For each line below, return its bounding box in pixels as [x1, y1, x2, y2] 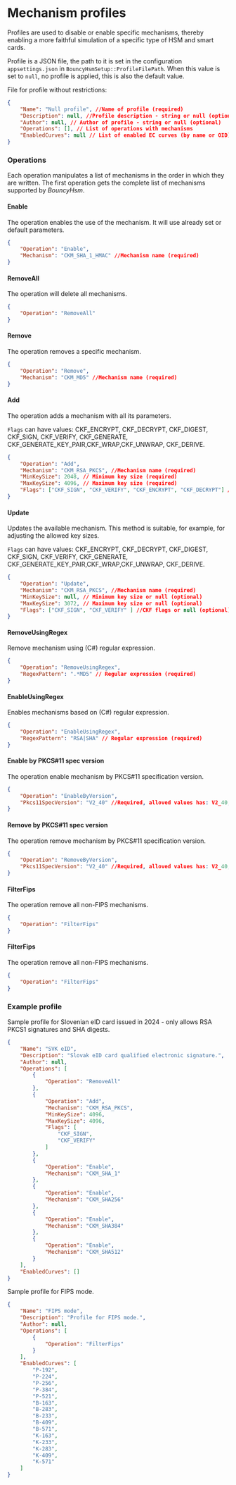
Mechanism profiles [7, 5, 126, 21]
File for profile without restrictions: [7, 85, 107, 94]
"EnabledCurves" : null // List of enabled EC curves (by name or [20, 132, 216, 139]
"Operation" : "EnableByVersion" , [20, 792, 118, 799]
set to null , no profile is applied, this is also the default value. [7, 72, 185, 80]
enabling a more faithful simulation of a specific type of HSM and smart [7, 35, 214, 44]
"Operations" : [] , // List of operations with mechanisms [20, 125, 193, 133]
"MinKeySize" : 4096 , [44, 1111, 105, 1118]
